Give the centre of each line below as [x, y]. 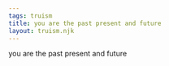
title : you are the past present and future [85, 23]
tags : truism [30, 16]
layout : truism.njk [41, 31]
